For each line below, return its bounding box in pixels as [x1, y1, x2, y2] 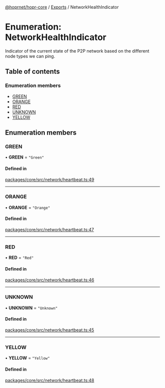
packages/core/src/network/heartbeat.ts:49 [5, 176, 94, 182]
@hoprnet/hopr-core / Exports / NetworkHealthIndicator [5, 4, 119, 10]
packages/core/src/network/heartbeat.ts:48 [5, 377, 94, 383]
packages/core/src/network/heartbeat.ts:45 [5, 327, 94, 333]
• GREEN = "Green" [5, 154, 44, 160]
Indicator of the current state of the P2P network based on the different [5, 48, 150, 54]
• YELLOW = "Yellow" [5, 355, 50, 361]
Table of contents [5, 67, 60, 76]
